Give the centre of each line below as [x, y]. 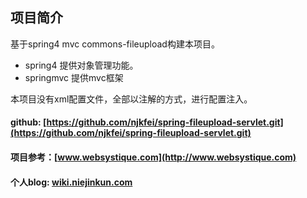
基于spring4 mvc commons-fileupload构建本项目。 [115, 44]
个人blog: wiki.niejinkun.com [71, 182]
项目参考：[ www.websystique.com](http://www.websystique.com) [153, 157]
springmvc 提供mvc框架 [74, 77]
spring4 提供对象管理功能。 [81, 65]
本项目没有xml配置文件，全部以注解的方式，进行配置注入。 [131, 99]
